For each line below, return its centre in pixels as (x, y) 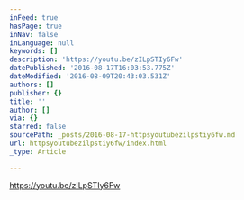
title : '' (28, 101)
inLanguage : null (42, 43)
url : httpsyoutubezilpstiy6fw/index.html (88, 143)
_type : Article (38, 151)
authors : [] (32, 85)
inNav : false (34, 34)
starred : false (38, 127)
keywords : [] (34, 51)
